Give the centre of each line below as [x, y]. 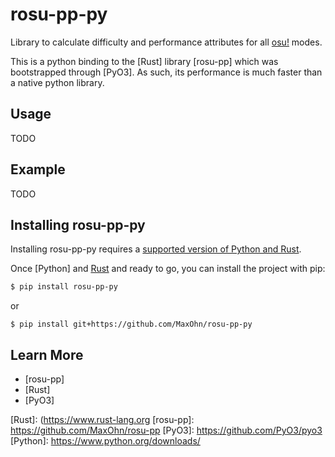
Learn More [47, 354]
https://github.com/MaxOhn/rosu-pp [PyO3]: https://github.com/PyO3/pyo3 [166, 430]
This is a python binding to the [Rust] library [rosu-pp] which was [144, 61]
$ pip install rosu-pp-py [64, 287]
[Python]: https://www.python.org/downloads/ [105, 441]
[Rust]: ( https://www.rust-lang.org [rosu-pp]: [102, 420]
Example [38, 169]
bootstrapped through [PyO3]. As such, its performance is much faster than [166, 72]
